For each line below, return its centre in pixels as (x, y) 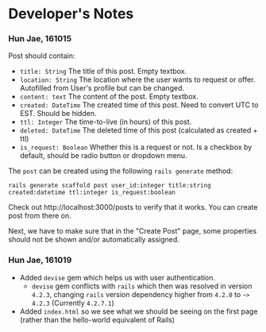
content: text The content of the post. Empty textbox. (109, 97)
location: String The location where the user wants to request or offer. (137, 79)
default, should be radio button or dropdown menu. (104, 156)
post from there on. (40, 216)
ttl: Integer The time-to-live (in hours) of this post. (106, 122)
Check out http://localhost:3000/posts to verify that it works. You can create (133, 207)
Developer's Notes (71, 14)
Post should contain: (42, 56)
